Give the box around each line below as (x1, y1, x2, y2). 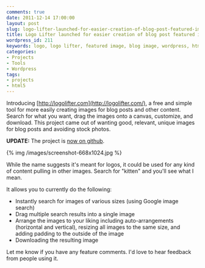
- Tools (6, 60, 26, 66)
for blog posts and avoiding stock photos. (6, 126, 111, 132)
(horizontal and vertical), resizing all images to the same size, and (15, 223, 181, 231)
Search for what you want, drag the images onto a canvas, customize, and (6, 112, 193, 120)
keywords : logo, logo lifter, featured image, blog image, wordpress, (6, 43, 190, 49)
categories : (6, 49, 37, 55)
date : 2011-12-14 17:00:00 (6, 15, 75, 21)
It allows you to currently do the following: (6, 186, 112, 193)
